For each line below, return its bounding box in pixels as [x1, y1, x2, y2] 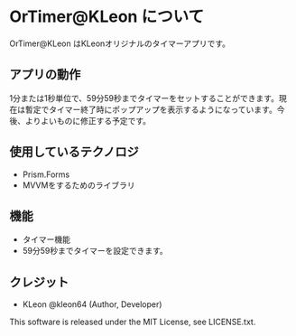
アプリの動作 [9, 67, 81, 82]
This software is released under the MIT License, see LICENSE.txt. [9, 316, 256, 328]
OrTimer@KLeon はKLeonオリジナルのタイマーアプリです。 [9, 38, 231, 49]
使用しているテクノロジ [9, 145, 140, 160]
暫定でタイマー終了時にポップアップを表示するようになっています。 [24, 104, 277, 115]
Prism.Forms [22, 169, 70, 180]
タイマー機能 [22, 234, 70, 245]
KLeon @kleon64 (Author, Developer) [22, 299, 162, 310]
